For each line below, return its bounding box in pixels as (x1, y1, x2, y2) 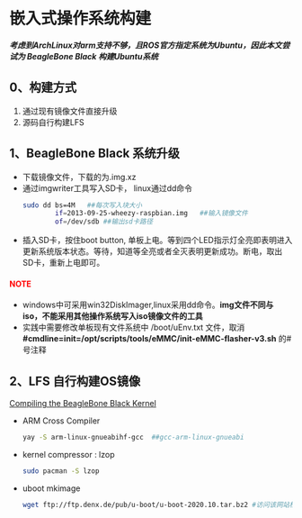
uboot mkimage (22, 483, 81, 494)
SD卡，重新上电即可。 (22, 258, 105, 268)
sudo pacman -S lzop (22, 467, 100, 476)
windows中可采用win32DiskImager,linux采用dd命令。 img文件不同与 (22, 299, 274, 311)
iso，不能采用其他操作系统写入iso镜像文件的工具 (22, 311, 204, 322)
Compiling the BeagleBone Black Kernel (9, 398, 157, 409)
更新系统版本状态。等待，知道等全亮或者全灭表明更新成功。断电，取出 (22, 246, 283, 257)
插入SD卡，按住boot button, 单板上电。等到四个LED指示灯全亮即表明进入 (22, 235, 293, 246)
